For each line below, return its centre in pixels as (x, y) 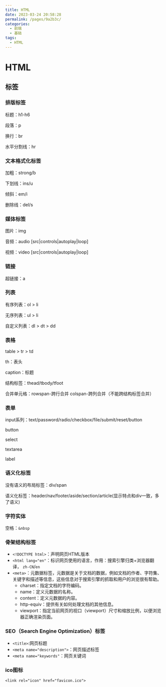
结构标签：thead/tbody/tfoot (34, 383)
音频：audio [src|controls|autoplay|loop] (47, 242)
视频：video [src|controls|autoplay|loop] (47, 252)
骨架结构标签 (21, 542)
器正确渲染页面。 (37, 617)
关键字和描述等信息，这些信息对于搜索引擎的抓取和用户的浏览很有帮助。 (87, 579)
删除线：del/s (19, 204)
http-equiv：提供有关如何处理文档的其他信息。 (68, 604)
